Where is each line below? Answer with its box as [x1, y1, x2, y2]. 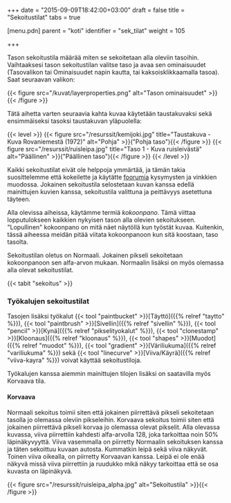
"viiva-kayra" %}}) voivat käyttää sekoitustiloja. [7, 356, 142, 365]
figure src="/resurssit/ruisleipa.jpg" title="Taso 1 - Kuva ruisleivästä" [7, 145, 203, 153]
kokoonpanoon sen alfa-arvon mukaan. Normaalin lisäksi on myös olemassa [7, 258, 224, 267]
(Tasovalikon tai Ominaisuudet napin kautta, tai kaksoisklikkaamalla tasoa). [7, 68, 220, 76]
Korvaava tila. [7, 377, 46, 386]
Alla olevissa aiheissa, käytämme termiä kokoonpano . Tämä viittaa [7, 209, 196, 216]
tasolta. [7, 238, 29, 246]
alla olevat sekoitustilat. [7, 266, 74, 274]
